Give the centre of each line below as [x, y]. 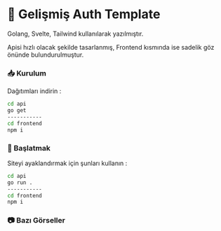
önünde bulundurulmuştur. [46, 55]
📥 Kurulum [27, 73]
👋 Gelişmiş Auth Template [84, 14]
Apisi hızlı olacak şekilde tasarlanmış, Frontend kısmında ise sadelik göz [111, 47]
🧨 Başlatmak [29, 148]
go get [17, 111]
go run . [20, 182]
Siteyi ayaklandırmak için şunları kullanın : [67, 163]
